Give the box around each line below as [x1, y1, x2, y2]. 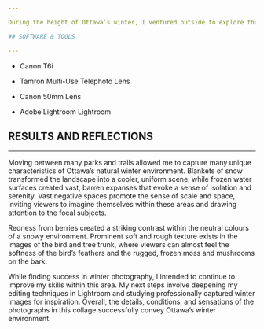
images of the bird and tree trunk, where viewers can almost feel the [8, 240, 229, 250]
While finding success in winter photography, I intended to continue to [8, 272, 236, 282]
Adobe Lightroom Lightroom [19, 107, 112, 116]
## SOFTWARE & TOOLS [8, 32, 76, 40]
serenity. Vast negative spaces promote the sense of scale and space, [8, 191, 236, 201]
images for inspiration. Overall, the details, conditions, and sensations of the [8, 297, 255, 307]
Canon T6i [19, 61, 53, 71]
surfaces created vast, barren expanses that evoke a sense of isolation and [8, 183, 251, 193]
